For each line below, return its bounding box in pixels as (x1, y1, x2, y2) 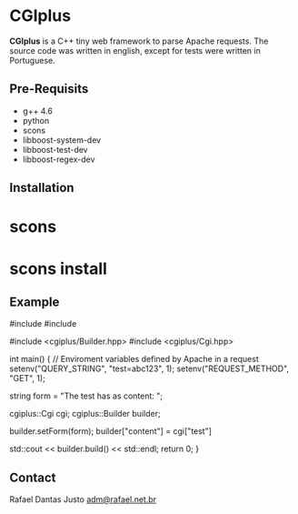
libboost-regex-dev (22, 154, 95, 165)
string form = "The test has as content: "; (9, 390, 164, 401)
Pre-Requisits (9, 81, 89, 96)
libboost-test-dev (22, 144, 88, 155)
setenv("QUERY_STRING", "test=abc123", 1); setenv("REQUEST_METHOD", (9, 363, 289, 374)
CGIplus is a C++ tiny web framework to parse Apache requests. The (9, 35, 269, 46)
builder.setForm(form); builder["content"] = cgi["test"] (9, 426, 212, 437)
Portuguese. (9, 55, 56, 66)
